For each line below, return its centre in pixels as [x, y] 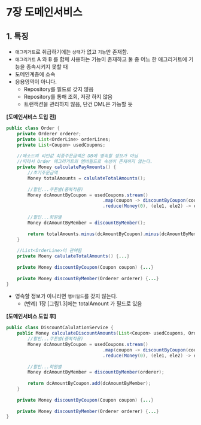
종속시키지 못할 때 [47, 67]
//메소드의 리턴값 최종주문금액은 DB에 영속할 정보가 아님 [77, 156]
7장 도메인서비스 [44, 12]
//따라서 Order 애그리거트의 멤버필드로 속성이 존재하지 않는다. [85, 162]
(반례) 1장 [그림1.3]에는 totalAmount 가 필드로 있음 [83, 303]
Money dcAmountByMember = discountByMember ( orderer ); [96, 372]
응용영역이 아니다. [36, 82]
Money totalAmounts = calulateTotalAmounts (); [87, 178]
